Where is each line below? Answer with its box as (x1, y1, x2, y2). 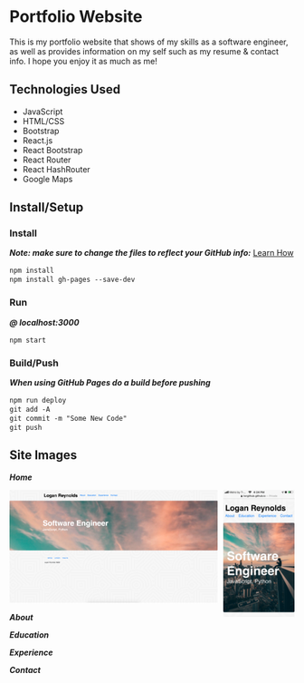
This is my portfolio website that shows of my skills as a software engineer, (9, 36, 289, 47)
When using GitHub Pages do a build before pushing (9, 377, 211, 388)
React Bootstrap (22, 144, 83, 155)
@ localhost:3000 (9, 317, 80, 327)
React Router (22, 154, 71, 165)
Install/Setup (9, 200, 84, 215)
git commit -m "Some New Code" (9, 415, 128, 424)
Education (9, 629, 50, 640)
